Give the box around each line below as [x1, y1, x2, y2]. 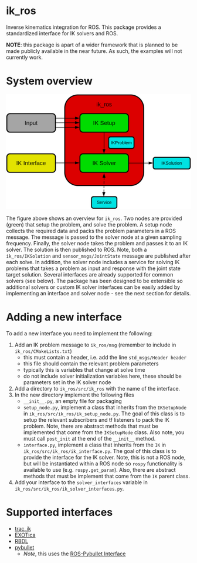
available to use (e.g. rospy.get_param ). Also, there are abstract [23, 466, 176, 473]
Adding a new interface [6, 311, 122, 324]
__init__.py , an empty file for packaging [23, 397, 122, 404]
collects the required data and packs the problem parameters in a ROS [6, 227, 176, 234]
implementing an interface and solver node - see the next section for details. [6, 289, 191, 297]
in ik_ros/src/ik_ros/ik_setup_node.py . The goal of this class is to [23, 410, 185, 417]
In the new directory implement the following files [14, 391, 134, 398]
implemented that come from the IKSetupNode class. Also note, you [23, 428, 185, 436]
